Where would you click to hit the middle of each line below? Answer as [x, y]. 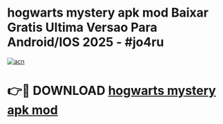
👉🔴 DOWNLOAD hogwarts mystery [111, 91]
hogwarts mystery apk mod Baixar [108, 13]
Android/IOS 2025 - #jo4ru [86, 42]
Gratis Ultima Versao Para [82, 27]
